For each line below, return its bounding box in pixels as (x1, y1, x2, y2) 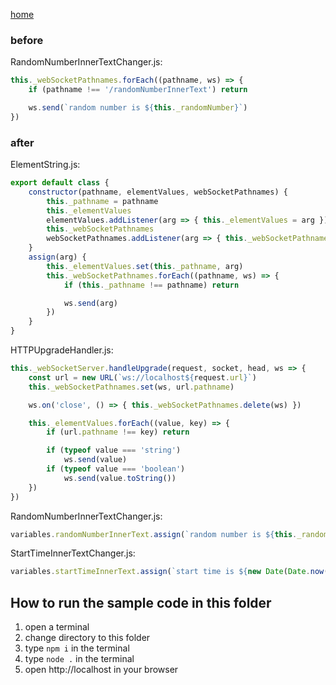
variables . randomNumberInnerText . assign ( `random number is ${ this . (10, 529, 298, 539)
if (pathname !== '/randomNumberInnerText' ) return (28, 85, 248, 95)
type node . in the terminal (24, 653, 135, 665)
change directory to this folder (24, 632, 151, 644)
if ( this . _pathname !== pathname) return (63, 280, 240, 290)
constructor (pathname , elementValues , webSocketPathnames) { (28, 187, 288, 197)
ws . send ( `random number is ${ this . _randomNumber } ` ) (28, 103, 248, 113)
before (10, 33, 44, 47)
